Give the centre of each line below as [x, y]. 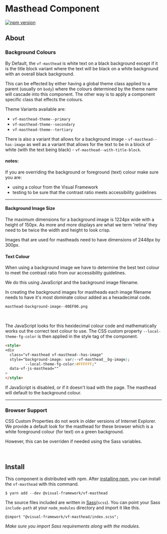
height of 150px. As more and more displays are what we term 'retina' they [81, 225]
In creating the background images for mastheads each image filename [78, 292]
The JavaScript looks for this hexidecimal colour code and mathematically [81, 326]
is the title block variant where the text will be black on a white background [82, 68]
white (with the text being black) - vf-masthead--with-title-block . [73, 150]
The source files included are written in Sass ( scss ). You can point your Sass [83, 503]
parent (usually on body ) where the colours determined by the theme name [81, 89]
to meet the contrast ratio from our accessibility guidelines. [66, 273]
